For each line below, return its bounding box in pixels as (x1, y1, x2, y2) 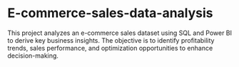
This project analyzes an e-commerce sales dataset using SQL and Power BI (7, 29, 233, 37)
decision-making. (7, 51, 59, 60)
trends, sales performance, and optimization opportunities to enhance (7, 43, 213, 52)
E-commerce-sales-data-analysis (7, 5, 213, 21)
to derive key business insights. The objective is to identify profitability (7, 36, 215, 44)
